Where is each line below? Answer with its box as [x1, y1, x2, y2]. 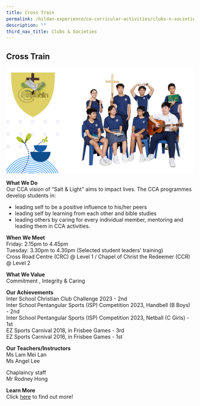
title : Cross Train [6, 10, 55, 16]
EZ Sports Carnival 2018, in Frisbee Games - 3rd [6, 327, 125, 334]
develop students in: [6, 191, 57, 199]
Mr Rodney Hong [6, 375, 48, 382]
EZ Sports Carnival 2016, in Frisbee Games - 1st [6, 333, 123, 340]
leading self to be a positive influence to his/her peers [14, 203, 147, 210]
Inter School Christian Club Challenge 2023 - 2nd [6, 295, 127, 302]
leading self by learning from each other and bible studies [14, 209, 157, 217]
